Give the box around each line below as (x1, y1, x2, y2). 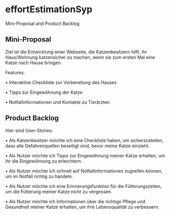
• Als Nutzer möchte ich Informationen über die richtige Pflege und (5, 198, 146, 204)
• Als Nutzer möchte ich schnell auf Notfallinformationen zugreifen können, (5, 168, 162, 174)
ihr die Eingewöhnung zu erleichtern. (5, 158, 82, 164)
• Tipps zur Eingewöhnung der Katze (5, 89, 83, 95)
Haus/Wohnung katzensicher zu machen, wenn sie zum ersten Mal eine (5, 54, 155, 60)
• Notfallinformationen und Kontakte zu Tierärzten (5, 99, 110, 105)
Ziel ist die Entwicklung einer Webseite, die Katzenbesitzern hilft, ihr (5, 48, 147, 55)
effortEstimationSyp (5, 4, 93, 15)
